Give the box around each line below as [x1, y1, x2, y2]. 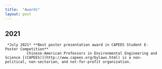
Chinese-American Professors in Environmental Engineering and [26, 51, 158, 56]
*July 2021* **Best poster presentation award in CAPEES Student [7, 42, 142, 48]
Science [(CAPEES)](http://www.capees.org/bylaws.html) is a [5, 55, 131, 60]
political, [5, 59, 27, 65]
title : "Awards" [5, 7, 40, 12]
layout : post [5, 12, 32, 17]
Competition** [20, 47, 49, 52]
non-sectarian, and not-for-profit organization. [29, 59, 131, 65]
